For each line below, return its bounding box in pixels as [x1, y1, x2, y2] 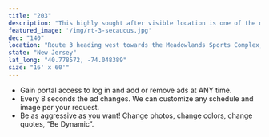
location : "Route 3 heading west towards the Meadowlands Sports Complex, [8, 41, 263, 49]
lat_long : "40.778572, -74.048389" [8, 57, 127, 65]
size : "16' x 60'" [8, 64, 70, 72]
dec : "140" [8, 33, 45, 42]
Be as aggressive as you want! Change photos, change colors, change [19, 111, 253, 120]
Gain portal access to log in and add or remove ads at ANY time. [19, 85, 232, 95]
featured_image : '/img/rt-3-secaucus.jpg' [8, 26, 152, 34]
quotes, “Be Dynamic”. [19, 119, 94, 128]
